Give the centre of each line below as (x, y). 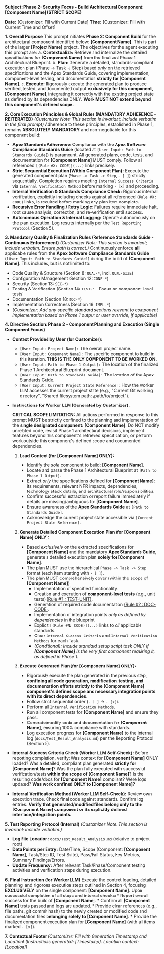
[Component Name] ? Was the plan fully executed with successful (79, 768)
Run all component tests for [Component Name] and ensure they (93, 712)
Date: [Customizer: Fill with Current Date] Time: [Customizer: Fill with (75, 22)
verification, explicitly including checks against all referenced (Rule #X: (84, 197)
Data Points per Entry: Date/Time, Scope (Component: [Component (81, 849)
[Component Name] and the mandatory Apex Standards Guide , (92, 552)
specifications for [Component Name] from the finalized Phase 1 (70, 58)
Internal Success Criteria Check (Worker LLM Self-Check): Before (80, 753)
